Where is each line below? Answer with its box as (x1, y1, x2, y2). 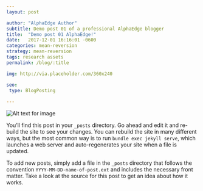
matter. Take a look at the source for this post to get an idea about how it (6, 172, 188, 180)
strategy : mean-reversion (6, 48, 72, 55)
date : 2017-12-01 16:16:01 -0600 (6, 37, 97, 43)
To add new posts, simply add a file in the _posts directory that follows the (6, 159, 193, 167)
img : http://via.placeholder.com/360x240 (6, 71, 113, 77)
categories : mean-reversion (6, 43, 78, 49)
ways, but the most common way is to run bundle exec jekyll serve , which (6, 135, 196, 142)
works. (6, 179, 24, 186)
